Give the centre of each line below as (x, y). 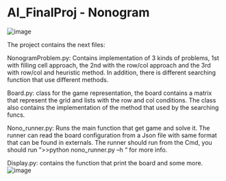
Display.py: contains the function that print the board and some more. (105, 163)
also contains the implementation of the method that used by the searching (113, 107)
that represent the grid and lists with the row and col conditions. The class (112, 100)
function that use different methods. (58, 79)
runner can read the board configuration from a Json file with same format (112, 135)
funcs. (16, 115)
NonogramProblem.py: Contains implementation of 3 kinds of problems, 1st (113, 58)
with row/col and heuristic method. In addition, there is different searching (112, 72)
